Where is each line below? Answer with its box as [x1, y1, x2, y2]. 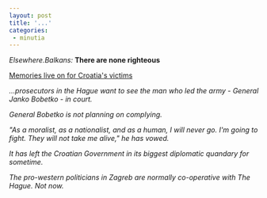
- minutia [12, 33, 45, 42]
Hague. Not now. [9, 181, 64, 191]
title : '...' [9, 19, 52, 27]
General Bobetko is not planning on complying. [9, 110, 163, 120]
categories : [9, 26, 48, 34]
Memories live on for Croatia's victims [9, 70, 133, 80]
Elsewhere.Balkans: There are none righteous [9, 55, 161, 65]
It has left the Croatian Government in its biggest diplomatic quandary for [9, 149, 250, 158]
